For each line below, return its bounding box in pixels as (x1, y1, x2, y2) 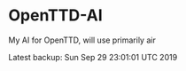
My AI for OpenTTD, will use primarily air (8, 35, 156, 45)
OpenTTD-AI (8, 5, 103, 26)
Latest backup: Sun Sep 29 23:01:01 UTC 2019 (8, 51, 178, 62)
